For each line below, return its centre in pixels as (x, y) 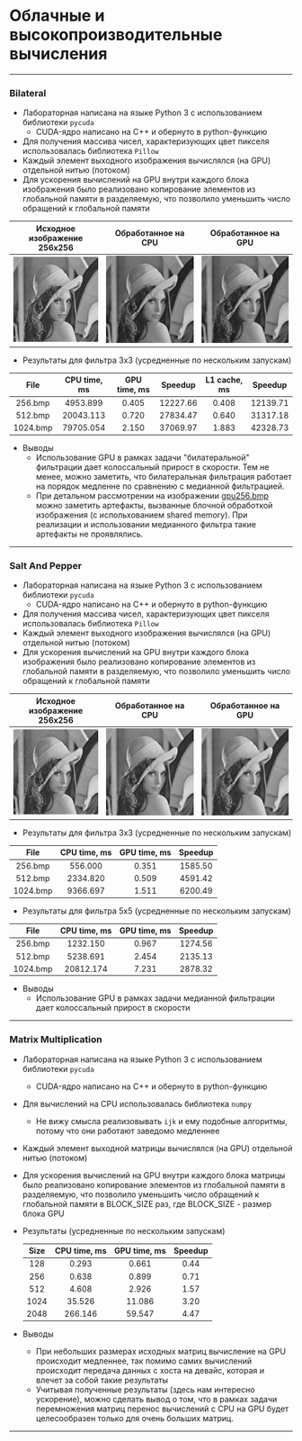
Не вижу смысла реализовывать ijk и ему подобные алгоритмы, (161, 1121)
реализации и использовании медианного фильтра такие (146, 524)
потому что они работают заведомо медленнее (128, 1130)
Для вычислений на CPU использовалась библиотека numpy (137, 1103)
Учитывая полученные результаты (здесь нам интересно (145, 1389)
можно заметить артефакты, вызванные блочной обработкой (154, 505)
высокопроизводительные (116, 35)
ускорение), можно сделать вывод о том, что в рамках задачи (156, 1399)
